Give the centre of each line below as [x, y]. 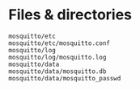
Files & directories [70, 15]
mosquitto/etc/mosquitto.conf [59, 43]
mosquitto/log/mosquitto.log [57, 57]
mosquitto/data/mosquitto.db [57, 71]
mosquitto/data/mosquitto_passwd [65, 78]
